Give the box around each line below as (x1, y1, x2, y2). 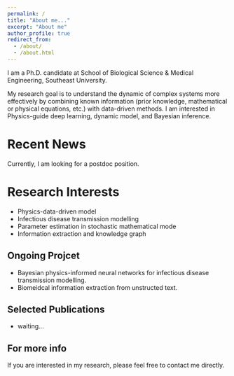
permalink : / (7, 10, 46, 18)
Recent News (7, 137, 86, 153)
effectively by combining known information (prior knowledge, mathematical (7, 97, 228, 105)
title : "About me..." (7, 17, 71, 24)
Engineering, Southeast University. (7, 76, 107, 84)
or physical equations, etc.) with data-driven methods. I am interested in (7, 104, 216, 113)
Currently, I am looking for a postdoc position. (7, 159, 139, 168)
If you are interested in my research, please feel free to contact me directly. (7, 361, 225, 370)
